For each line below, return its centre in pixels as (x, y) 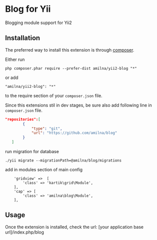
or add (12, 78)
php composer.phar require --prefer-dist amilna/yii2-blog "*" (71, 68)
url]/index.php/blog (25, 232)
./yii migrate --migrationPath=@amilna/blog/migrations (63, 160)
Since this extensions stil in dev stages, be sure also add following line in (78, 105)
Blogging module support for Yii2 (39, 23)
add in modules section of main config (44, 170)
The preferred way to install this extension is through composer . (70, 50)
